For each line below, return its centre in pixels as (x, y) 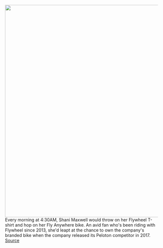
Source (12, 240)
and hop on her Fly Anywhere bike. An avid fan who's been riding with (85, 225)
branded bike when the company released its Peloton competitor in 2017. (78, 235)
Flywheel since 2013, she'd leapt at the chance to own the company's (75, 230)
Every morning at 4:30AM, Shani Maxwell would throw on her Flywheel (76, 220)
